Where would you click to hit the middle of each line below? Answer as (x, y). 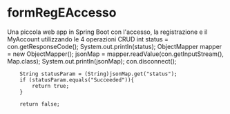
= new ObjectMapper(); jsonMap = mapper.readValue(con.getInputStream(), (116, 54)
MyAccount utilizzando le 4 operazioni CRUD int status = (88, 39)
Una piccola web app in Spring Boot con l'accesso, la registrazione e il (107, 32)
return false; (40, 104)
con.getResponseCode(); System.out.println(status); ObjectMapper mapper (115, 46)
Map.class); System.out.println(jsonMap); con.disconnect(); (92, 61)
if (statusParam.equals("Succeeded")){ (77, 80)
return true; (51, 86)
